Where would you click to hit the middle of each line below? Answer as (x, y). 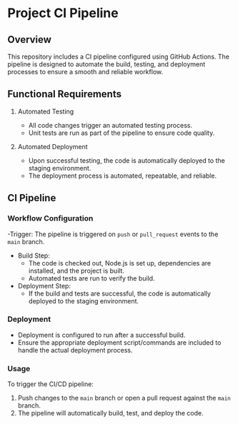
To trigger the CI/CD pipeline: (51, 384)
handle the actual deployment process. (75, 350)
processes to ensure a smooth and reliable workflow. (85, 72)
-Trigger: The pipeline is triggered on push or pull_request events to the (113, 234)
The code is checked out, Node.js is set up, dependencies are (120, 263)
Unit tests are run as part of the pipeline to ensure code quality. (122, 133)
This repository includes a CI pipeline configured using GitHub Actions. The (119, 56)
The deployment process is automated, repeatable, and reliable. (122, 176)
